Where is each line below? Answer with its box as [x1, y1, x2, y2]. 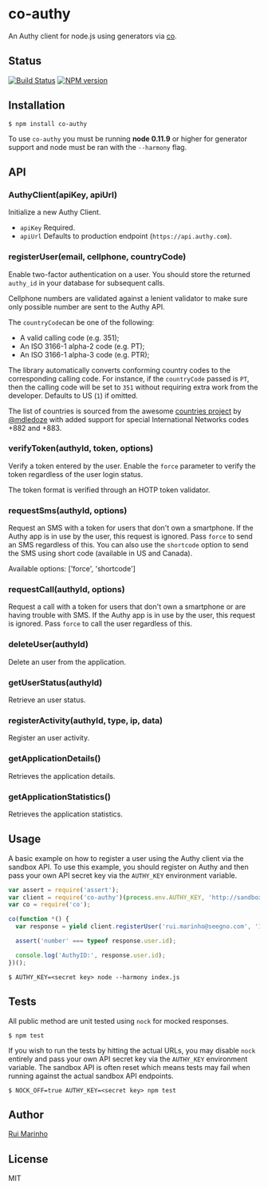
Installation [8, 99, 65, 113]
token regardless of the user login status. [8, 469, 144, 479]
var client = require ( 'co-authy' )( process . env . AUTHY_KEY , [8, 893, 205, 902]
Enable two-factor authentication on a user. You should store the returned [8, 269, 251, 279]
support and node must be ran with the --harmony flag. [8, 142, 187, 152]
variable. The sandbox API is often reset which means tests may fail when [8, 1062, 250, 1072]
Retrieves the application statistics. [8, 809, 124, 819]
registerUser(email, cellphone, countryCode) [8, 251, 187, 263]
